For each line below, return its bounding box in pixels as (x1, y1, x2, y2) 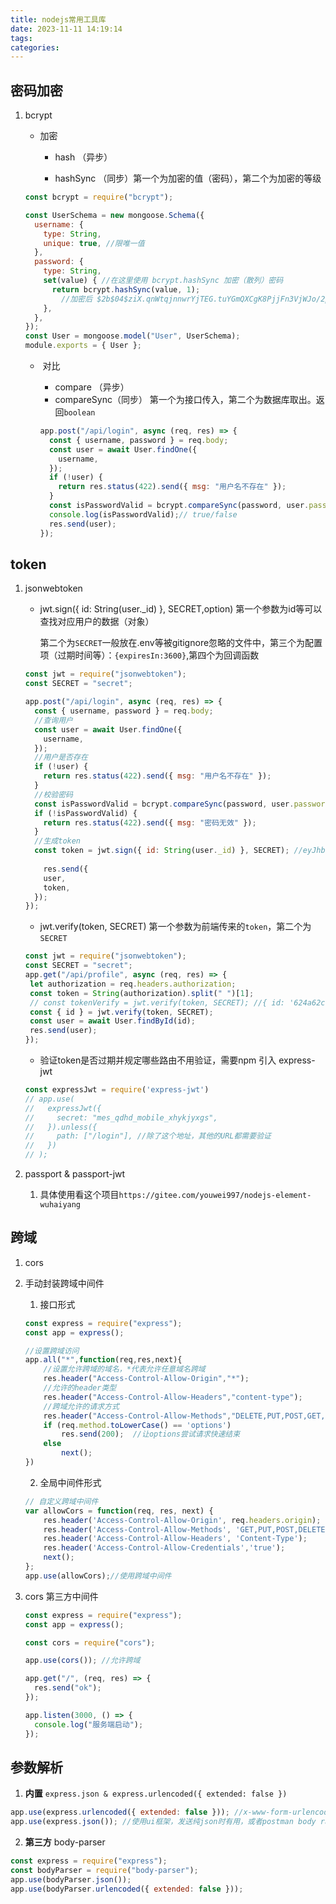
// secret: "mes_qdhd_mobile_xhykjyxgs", (24, 1112, 218, 1123)
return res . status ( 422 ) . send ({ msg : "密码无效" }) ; (43, 817, 257, 828)
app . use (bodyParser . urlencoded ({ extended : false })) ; (10, 1884, 244, 1894)
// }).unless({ (24, 1122, 98, 1132)
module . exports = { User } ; (24, 341, 142, 351)
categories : (10, 42, 60, 53)
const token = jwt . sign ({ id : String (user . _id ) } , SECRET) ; (34, 846, 290, 856)
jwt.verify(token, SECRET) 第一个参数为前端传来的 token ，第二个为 (39, 921, 312, 933)
